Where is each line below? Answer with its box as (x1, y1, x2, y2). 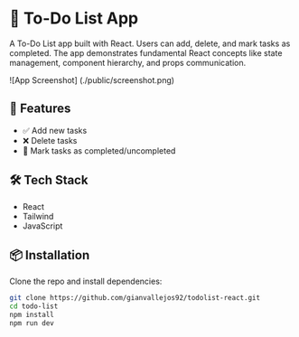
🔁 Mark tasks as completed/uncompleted (22, 145, 176, 156)
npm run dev (9, 319, 54, 328)
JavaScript (22, 220, 63, 231)
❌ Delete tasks (22, 135, 78, 145)
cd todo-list (9, 302, 59, 311)
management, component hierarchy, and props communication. (9, 57, 247, 68)
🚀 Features (9, 101, 71, 117)
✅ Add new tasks (22, 125, 88, 136)
